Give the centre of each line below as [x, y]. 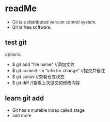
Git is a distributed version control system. [54, 22]
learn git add [24, 98]
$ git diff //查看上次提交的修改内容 [46, 82]
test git [16, 43]
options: [13, 54]
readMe [21, 9]
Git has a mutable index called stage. [49, 110]
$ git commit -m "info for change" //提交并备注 [58, 70]
